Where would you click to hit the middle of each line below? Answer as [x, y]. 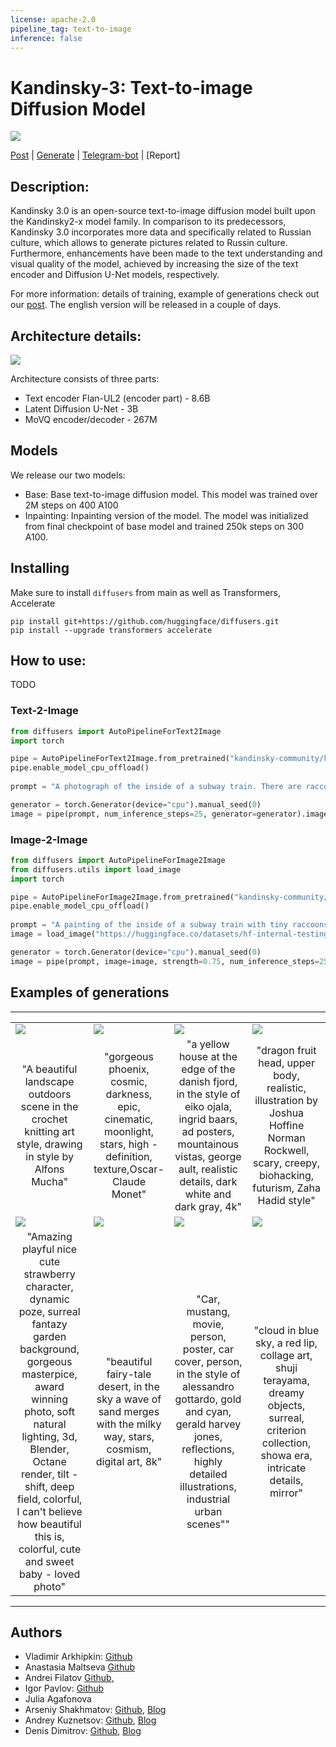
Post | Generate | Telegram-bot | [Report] [95, 155]
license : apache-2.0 [53, 19]
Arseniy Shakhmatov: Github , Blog [95, 1710]
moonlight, [129, 1131]
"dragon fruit [286, 1050]
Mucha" [50, 1181]
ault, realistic [208, 1169]
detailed [208, 1474]
